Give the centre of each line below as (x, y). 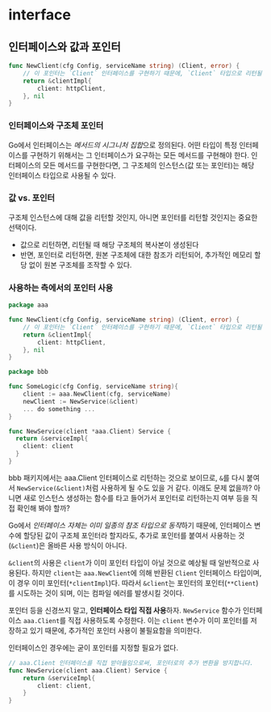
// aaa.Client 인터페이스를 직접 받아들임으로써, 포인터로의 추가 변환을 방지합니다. (131, 663)
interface (40, 15)
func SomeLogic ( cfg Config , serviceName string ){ (94, 387)
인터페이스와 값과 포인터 (65, 47)
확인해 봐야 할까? (44, 508)
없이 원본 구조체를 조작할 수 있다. (80, 265)
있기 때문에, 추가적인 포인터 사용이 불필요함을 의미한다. (116, 630)
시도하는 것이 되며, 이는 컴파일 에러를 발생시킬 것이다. (100, 593)
